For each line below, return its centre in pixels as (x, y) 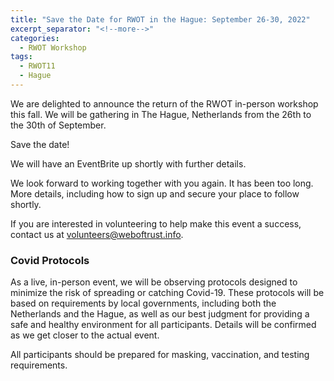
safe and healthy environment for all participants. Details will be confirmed (163, 325)
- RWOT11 (37, 66)
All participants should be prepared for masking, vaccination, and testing (160, 355)
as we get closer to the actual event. (85, 335)
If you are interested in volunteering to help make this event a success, (156, 223)
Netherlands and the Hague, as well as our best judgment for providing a (160, 314)
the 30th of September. (58, 125)
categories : (35, 38)
